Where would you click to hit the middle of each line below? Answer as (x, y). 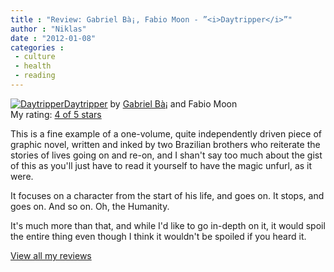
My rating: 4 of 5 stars (56, 114)
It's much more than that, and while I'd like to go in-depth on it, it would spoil (168, 225)
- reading (35, 76)
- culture (35, 57)
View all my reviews (51, 255)
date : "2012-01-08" (53, 38)
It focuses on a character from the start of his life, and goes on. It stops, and (167, 195)
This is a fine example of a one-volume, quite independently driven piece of (166, 133)
